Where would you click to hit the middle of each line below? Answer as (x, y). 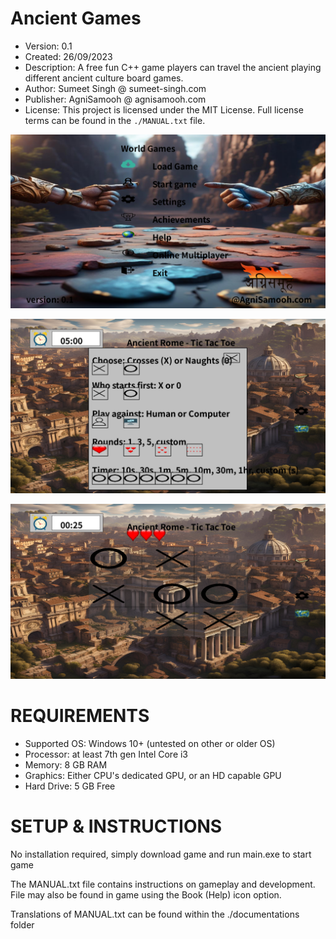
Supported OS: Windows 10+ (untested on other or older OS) (150, 743)
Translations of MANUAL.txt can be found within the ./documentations (155, 914)
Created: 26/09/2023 (68, 56)
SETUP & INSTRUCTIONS (116, 826)
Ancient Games (76, 18)
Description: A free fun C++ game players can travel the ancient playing (173, 67)
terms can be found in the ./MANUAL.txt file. (115, 120)
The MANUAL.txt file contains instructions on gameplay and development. (163, 884)
